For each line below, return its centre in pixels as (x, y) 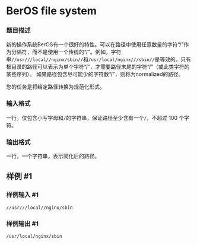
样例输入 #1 (22, 195)
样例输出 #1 (22, 224)
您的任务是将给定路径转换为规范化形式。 (55, 87)
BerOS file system (51, 11)
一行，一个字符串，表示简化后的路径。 (53, 156)
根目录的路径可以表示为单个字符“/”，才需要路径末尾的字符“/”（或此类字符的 (98, 67)
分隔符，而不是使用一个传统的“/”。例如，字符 (66, 52)
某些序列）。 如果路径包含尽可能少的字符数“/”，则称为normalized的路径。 (95, 74)
